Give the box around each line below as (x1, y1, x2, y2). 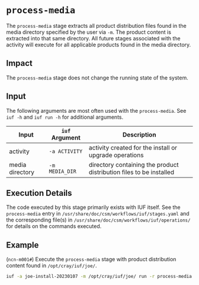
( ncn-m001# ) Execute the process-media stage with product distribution (6, 256, 176, 263)
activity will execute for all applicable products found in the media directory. (6, 41, 191, 48)
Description (122, 130, 156, 138)
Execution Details (6, 188, 72, 198)
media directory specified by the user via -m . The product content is (6, 28, 172, 36)
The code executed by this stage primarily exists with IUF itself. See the (6, 204, 181, 211)
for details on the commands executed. (6, 223, 102, 230)
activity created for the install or (88, 143, 178, 151)
